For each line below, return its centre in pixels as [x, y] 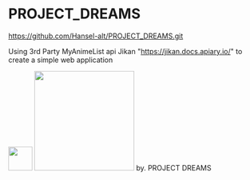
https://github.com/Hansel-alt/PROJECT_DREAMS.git [96, 36]
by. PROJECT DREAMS [173, 167]
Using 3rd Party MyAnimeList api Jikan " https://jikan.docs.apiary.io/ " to [125, 51]
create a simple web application [61, 60]
